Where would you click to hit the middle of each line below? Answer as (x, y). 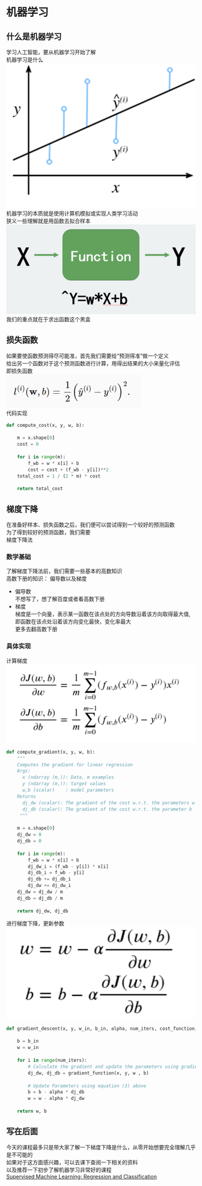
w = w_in (28, 1048)
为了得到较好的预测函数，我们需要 (48, 532)
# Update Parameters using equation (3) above (87, 1086)
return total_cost (40, 489)
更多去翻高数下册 (36, 629)
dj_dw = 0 (29, 835)
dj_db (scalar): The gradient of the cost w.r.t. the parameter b (107, 809)
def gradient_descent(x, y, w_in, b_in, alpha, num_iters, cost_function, (102, 1029)
